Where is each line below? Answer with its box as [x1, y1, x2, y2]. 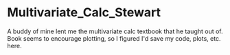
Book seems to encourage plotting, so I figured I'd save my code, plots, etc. [7, 34, 221, 42]
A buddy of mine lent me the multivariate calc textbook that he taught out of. [7, 27, 223, 35]
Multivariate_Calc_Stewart [7, 5, 161, 20]
